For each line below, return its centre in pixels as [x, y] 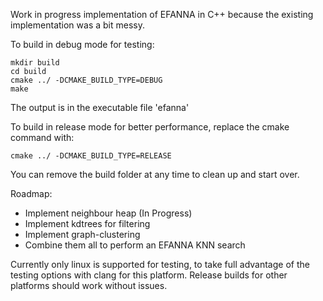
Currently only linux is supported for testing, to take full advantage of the [160, 264]
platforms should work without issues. [89, 285]
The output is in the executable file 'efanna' [100, 107]
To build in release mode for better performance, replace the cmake [150, 127]
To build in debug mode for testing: [82, 44]
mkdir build [35, 63]
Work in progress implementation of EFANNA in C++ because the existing [162, 14]
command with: [42, 137]
